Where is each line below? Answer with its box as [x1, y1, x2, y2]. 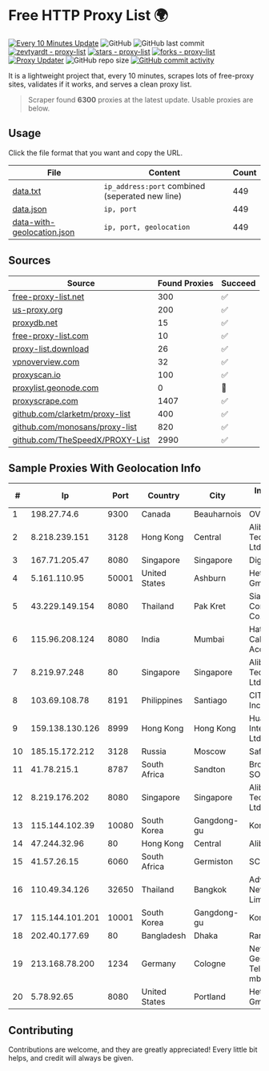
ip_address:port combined [103, 180, 206, 191]
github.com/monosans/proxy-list [12, 421, 138, 433]
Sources [8, 254, 51, 268]
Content [148, 167, 181, 178]
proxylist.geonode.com [12, 382, 99, 393]
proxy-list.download [12, 343, 90, 354]
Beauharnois [193, 509, 242, 520]
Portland [193, 991, 226, 1002]
